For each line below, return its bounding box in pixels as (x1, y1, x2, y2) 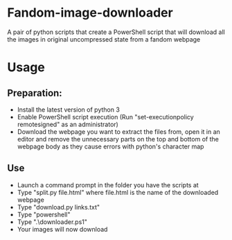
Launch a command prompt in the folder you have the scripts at (17, 180, 199, 189)
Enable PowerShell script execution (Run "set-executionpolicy (17, 112, 194, 121)
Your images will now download (17, 225, 108, 233)
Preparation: (7, 87, 62, 98)
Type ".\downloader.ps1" (17, 217, 88, 226)
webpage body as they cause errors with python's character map (17, 142, 204, 151)
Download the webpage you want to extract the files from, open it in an (17, 127, 220, 136)
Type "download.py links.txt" (17, 203, 100, 211)
